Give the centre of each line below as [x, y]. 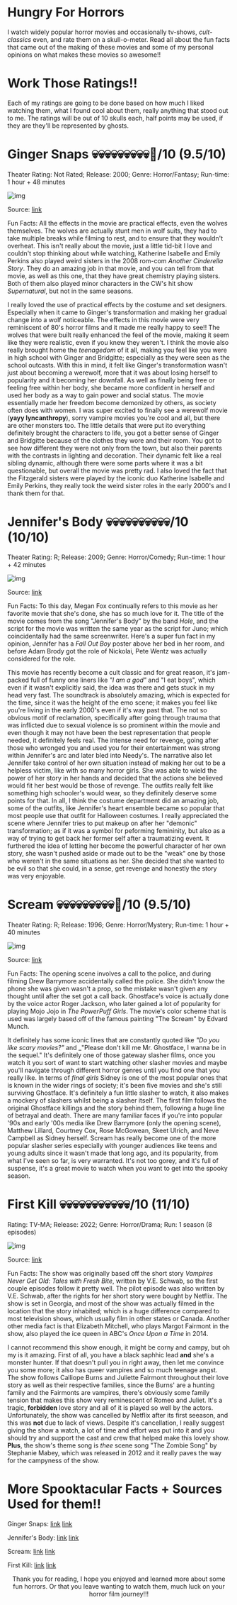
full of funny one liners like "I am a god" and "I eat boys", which [123, 680]
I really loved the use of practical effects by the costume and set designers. [117, 304]
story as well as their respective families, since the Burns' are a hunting [111, 1385]
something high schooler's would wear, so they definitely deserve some [112, 793]
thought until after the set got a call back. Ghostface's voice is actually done [118, 996]
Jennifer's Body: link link [43, 1538]
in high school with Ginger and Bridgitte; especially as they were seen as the [118, 357]
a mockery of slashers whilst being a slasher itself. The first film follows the [117, 1100]
